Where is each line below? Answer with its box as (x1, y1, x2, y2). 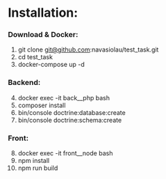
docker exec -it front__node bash (17, 149, 113, 157)
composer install (17, 101, 66, 109)
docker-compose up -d (17, 61, 85, 69)
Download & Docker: (8, 30, 78, 40)
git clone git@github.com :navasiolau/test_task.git (17, 45, 159, 54)
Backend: (8, 78, 41, 88)
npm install (17, 157, 50, 165)
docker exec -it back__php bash (17, 93, 110, 102)
